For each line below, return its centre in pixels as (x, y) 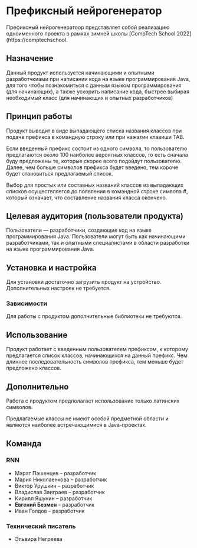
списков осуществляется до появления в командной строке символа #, (97, 191)
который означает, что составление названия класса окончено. (87, 197)
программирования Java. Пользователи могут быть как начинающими (96, 236)
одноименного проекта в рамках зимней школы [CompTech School (91, 33)
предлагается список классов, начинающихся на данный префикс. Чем (97, 355)
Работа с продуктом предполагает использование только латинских (93, 401)
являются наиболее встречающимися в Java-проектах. (77, 425)
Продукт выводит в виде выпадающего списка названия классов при (94, 131)
